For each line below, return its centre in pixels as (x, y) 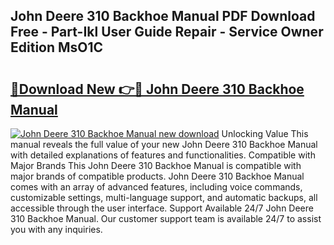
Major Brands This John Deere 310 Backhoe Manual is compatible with (156, 165)
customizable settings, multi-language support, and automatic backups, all (164, 197)
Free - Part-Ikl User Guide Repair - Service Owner (167, 32)
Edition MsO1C (57, 47)
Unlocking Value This (265, 133)
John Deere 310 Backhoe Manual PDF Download (163, 16)
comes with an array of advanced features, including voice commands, (156, 187)
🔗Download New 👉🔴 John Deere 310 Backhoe (157, 89)
